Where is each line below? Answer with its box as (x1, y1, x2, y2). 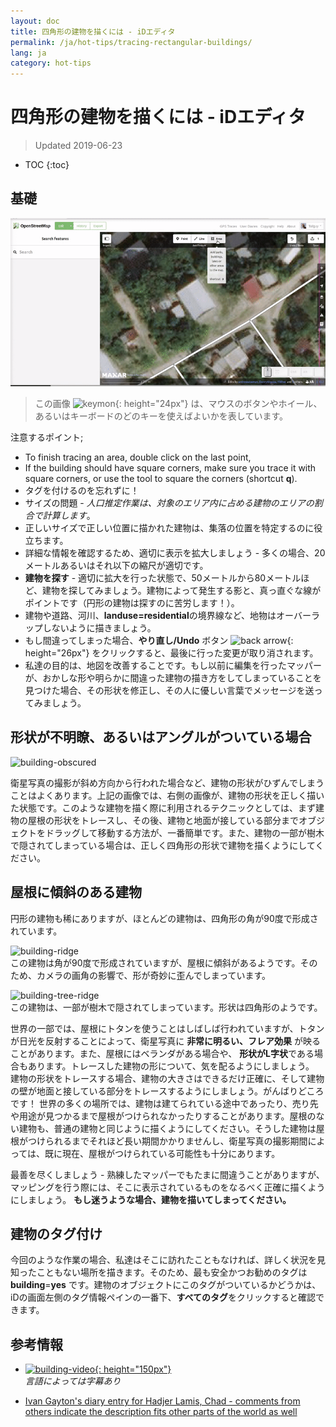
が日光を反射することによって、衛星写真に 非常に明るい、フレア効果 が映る (10, 1035, 322, 1047)
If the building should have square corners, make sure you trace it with (24, 461, 317, 474)
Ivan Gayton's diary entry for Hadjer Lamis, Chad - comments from (24, 1395, 301, 1407)
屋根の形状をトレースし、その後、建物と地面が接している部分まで (27, 814, 299, 826)
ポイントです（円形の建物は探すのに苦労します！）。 (24, 596, 240, 609)
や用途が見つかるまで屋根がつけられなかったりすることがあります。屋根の (10, 1110, 317, 1122)
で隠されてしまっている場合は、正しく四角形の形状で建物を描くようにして (10, 839, 316, 851)
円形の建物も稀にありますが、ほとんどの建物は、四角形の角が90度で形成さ (10, 912, 319, 924)
